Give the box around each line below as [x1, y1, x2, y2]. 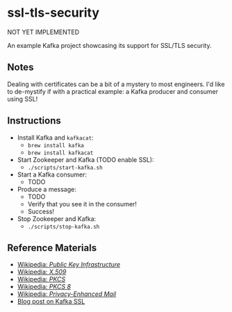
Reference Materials [7, 242, 97, 254]
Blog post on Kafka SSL [17, 297, 85, 306]
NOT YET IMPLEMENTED [7, 28, 80, 36]
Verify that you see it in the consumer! [27, 199, 138, 208]
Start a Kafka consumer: [17, 170, 88, 179]
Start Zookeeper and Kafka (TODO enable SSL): [17, 155, 154, 164]
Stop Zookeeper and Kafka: [17, 214, 97, 223]
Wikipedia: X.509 [17, 268, 67, 276]
